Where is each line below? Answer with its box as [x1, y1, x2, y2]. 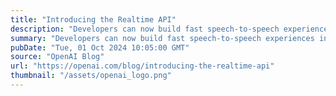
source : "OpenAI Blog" [10, 52, 105, 62]
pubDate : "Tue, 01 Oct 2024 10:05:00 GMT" [10, 42, 190, 53]
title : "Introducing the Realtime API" [10, 14, 177, 25]
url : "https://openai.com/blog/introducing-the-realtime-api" [10, 61, 275, 71]
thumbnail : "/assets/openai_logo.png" [10, 71, 172, 81]
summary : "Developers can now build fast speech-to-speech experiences [10, 33, 315, 43]
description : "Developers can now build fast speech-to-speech [10, 24, 280, 34]
